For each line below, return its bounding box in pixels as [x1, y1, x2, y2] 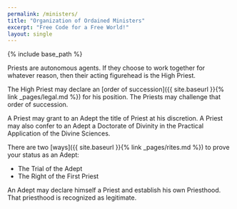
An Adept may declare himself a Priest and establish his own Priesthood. [7, 186, 221, 195]
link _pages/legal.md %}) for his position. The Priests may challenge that [7, 93, 221, 101]
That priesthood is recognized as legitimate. [7, 193, 137, 202]
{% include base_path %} [7, 50, 83, 58]
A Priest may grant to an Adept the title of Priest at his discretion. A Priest [7, 114, 223, 123]
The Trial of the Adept [17, 165, 83, 173]
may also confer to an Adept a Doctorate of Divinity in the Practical [7, 122, 204, 131]
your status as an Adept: [7, 151, 80, 159]
